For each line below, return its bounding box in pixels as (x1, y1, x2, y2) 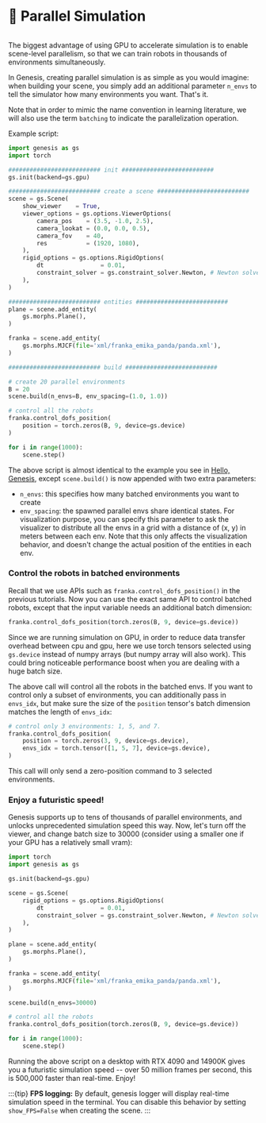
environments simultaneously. (8, 57, 106, 67)
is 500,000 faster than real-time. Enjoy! (8, 1073, 136, 1082)
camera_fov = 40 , (36, 232, 104, 240)
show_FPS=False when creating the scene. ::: (8, 1106, 151, 1115)
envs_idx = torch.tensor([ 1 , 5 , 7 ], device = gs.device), (22, 744, 211, 753)
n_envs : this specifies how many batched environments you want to (19, 488, 240, 499)
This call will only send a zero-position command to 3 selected (8, 766, 212, 776)
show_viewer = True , (22, 203, 101, 210)
